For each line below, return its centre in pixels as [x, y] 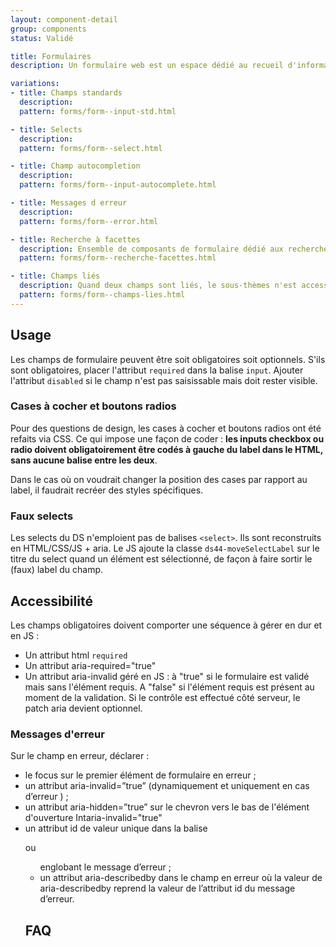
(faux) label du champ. [57, 570]
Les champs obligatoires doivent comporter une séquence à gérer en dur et [166, 625]
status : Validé [42, 38]
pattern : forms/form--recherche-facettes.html [118, 258]
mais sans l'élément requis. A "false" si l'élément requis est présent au [169, 687]
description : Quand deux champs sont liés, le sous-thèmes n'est [158, 286]
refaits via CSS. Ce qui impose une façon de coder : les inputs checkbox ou [167, 438]
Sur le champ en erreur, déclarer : [80, 756]
